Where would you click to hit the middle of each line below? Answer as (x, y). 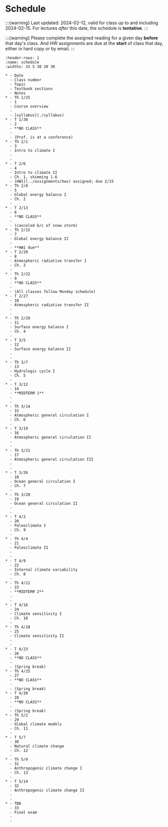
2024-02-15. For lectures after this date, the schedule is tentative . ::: (77, 28)
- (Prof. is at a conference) (41, 137)
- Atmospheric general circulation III (52, 459)
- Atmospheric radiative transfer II (49, 305)
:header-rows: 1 (22, 58)
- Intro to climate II (34, 172)
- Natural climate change (37, 746)
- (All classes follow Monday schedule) (53, 291)
